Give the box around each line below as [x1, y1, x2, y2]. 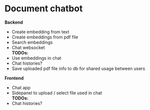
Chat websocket [11, 44, 45, 50]
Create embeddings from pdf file [11, 34, 78, 40]
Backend [4, 19, 23, 25]
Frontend [4, 75, 24, 81]
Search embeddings [11, 39, 53, 45]
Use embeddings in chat [11, 55, 61, 61]
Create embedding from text [11, 29, 69, 35]
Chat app [11, 84, 30, 90]
